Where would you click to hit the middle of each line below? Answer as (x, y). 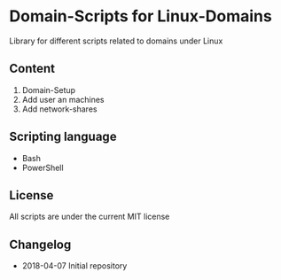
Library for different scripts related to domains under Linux (116, 41)
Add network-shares (59, 109)
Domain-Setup (49, 89)
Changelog (40, 244)
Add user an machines (63, 99)
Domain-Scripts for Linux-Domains (140, 16)
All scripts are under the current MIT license (90, 217)
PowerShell (43, 167)
